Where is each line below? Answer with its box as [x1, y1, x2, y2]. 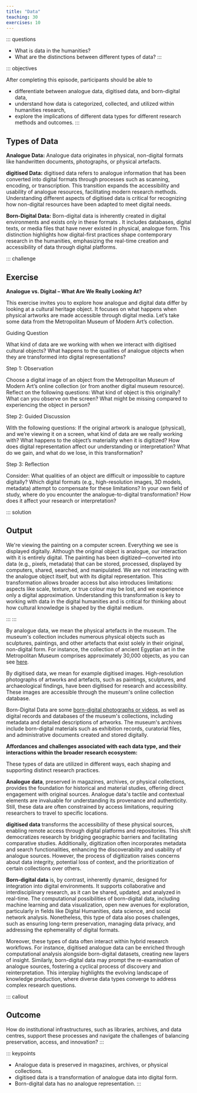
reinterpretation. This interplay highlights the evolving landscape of [6, 969, 169, 976]
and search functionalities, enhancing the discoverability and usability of [6, 846, 182, 853]
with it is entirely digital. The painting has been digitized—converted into [6, 554, 181, 561]
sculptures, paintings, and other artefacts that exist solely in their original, [6, 639, 184, 646]
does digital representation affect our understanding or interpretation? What [6, 443, 190, 450]
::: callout [6, 993, 29, 1000]
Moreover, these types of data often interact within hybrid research [6, 937, 169, 944]
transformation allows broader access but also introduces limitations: [6, 579, 173, 586]
